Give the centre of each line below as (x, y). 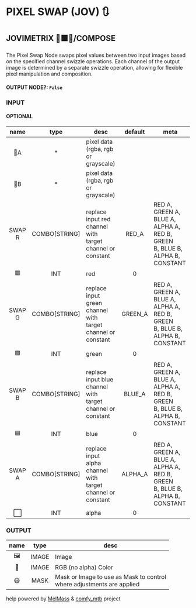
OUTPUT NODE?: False (34, 87)
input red (98, 219)
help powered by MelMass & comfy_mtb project (63, 599)
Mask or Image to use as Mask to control (111, 577)
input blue (100, 379)
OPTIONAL (20, 116)
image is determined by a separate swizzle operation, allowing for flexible (94, 68)
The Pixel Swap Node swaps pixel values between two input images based (96, 55)
